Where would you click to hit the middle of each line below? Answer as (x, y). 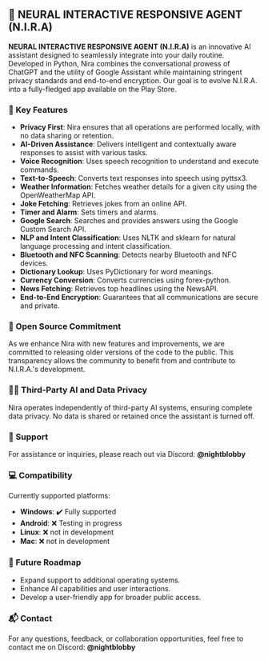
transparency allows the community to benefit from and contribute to (122, 361)
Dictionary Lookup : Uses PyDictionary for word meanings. (117, 272)
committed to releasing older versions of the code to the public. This (121, 352)
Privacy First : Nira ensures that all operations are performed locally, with (140, 127)
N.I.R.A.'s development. (47, 370)
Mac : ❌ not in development (65, 542)
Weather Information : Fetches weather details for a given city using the (138, 187)
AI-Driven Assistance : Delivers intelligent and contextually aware (128, 144)
